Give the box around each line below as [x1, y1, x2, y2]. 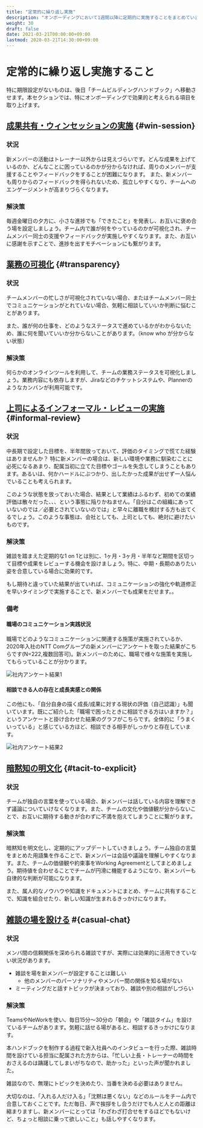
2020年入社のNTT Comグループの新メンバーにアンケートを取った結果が [6, 643, 186, 650]
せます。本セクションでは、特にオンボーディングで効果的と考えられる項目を [6, 93, 196, 101]
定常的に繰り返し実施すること [6, 65, 155, 79]
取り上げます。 [6, 101, 43, 108]
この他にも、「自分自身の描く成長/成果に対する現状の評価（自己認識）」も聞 [6, 700, 193, 708]
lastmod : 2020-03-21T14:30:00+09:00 [6, 37, 98, 43]
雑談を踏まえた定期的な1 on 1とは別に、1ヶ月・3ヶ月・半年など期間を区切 [6, 552, 189, 559]
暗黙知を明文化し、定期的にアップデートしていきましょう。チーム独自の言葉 [6, 844, 196, 852]
